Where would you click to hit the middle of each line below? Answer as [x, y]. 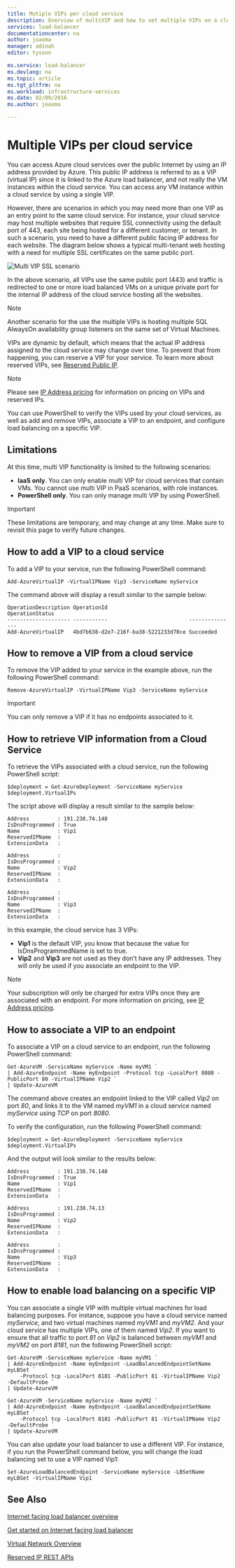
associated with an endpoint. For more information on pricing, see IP [106, 1000]
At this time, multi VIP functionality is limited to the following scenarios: [109, 467]
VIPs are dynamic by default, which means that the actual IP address [106, 342]
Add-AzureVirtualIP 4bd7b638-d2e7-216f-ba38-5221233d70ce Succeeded [112, 632]
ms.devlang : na [29, 72]
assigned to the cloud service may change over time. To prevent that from [114, 350]
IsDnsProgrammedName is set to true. [72, 951]
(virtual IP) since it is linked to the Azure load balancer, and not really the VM [117, 179]
